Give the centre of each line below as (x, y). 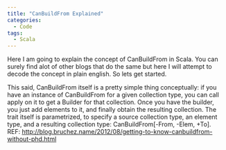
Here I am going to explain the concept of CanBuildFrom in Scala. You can (113, 59)
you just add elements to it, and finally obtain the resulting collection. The (112, 110)
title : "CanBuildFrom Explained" (55, 14)
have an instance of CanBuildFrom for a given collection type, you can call (113, 95)
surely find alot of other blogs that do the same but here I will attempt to (110, 67)
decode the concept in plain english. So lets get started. (87, 74)
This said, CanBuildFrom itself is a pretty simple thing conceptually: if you (112, 87)
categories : (24, 20)
